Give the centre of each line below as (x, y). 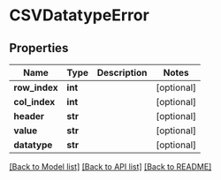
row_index (36, 87)
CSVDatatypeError (80, 15)
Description (122, 73)
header (29, 116)
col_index (34, 102)
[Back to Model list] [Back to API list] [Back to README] (110, 167)
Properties (39, 48)
